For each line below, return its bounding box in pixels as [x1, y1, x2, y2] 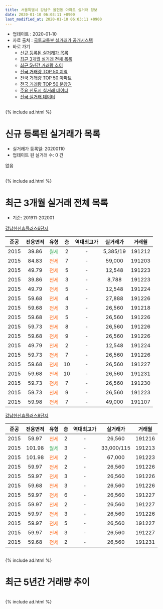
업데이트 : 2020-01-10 [12, 31, 57, 37]
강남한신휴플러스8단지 [5, 412, 49, 419]
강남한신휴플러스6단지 [5, 225, 49, 231]
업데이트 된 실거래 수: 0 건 [12, 152, 64, 158]
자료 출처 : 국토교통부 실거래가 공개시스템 [12, 37, 93, 43]
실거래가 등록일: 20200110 [12, 146, 65, 152]
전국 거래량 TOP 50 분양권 [20, 81, 72, 87]
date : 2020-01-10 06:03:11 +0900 [5, 12, 75, 17]
